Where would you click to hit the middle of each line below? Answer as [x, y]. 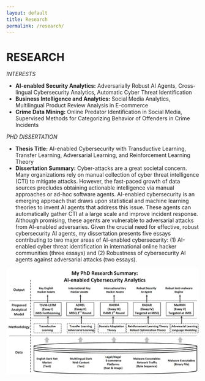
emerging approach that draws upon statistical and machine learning [102, 201]
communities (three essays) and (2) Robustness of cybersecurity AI [100, 253]
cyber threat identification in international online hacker [107, 247]
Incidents [27, 125]
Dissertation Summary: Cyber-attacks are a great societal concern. [101, 168]
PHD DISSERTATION [32, 137]
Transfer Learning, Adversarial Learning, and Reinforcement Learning [103, 155]
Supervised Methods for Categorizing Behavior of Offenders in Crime [102, 118]
